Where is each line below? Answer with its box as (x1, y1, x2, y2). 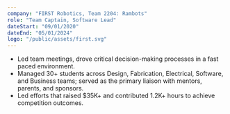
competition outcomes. (17, 99, 84, 107)
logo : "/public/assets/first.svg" (7, 36, 108, 43)
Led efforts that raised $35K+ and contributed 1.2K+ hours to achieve (17, 91, 215, 100)
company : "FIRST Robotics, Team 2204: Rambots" (7, 10, 148, 17)
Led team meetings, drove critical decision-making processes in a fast (17, 55, 219, 63)
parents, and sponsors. (17, 84, 84, 93)
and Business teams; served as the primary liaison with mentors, (17, 77, 203, 85)
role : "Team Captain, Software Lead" (7, 17, 117, 23)
